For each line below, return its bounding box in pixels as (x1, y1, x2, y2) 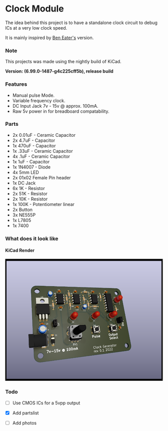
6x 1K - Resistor (12, 185, 45, 191)
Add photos (12, 419, 36, 426)
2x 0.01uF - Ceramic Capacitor (12, 132, 76, 138)
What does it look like (5, 235, 58, 242)
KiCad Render (5, 248, 35, 254)
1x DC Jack (12, 180, 36, 186)
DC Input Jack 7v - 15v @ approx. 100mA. (12, 103, 98, 109)
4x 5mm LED (12, 169, 39, 175)
